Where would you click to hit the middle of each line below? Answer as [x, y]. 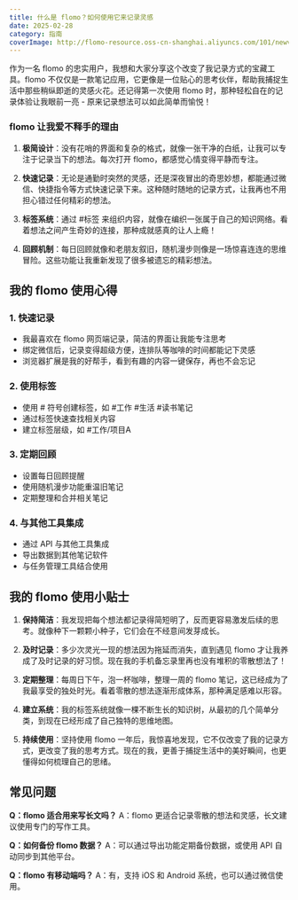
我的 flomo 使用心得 [63, 290]
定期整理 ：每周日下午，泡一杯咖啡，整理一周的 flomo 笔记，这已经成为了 [155, 679]
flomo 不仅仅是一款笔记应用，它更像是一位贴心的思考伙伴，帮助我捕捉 [153, 80]
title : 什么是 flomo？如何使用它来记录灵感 [81, 17]
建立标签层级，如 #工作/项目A [76, 429]
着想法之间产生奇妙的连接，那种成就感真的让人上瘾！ [119, 230]
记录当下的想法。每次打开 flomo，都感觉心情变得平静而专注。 [150, 159]
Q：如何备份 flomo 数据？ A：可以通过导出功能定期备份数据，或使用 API [141, 845]
